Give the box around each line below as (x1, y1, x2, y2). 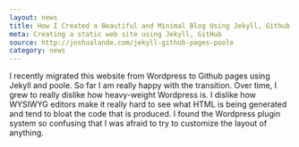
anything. (9, 127, 45, 138)
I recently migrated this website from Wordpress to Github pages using (9, 70, 270, 81)
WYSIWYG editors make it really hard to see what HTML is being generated (9, 99, 287, 110)
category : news (9, 46, 66, 55)
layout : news (9, 12, 58, 22)
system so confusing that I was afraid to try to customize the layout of (9, 118, 268, 129)
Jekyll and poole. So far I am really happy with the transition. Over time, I (9, 80, 278, 91)
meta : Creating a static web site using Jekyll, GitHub (9, 29, 222, 38)
